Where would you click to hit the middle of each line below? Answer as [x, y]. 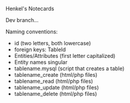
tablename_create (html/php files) [56, 75]
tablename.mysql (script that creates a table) [69, 68]
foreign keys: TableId [40, 49]
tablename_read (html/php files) [54, 81]
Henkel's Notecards [30, 9]
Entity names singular [41, 62]
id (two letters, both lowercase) [52, 43]
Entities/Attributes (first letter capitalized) [65, 56]
